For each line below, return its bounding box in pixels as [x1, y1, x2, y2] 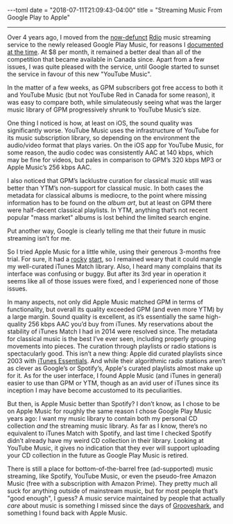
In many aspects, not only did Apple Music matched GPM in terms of [7, 298, 203, 306]
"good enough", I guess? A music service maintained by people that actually [7, 494, 225, 502]
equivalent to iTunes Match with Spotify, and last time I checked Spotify [7, 429, 212, 437]
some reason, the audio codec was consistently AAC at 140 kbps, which [7, 148, 214, 157]
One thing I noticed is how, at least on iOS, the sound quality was [7, 119, 193, 127]
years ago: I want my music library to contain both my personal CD [7, 414, 198, 422]
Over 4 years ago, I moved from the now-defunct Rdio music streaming [7, 33, 212, 41]
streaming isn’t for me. [7, 234, 71, 242]
